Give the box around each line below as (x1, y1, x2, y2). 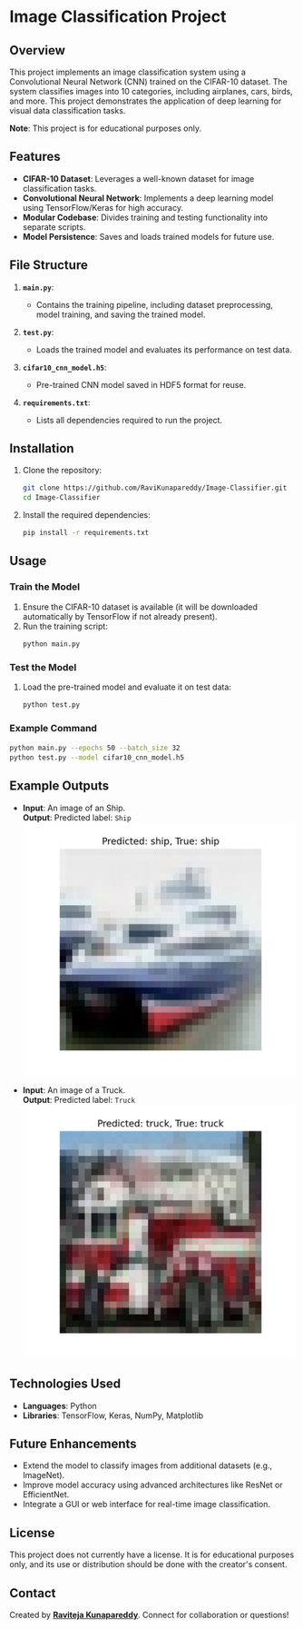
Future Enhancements (9, 1435, 138, 1451)
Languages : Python (22, 1400, 97, 1411)
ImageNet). (22, 1470, 65, 1481)
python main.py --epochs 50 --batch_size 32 (9, 743, 181, 753)
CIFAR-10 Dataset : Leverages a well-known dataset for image (22, 173, 255, 184)
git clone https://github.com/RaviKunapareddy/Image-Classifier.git (22, 483, 288, 492)
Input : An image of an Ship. (22, 802, 126, 813)
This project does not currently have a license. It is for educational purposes (9, 1549, 295, 1560)
